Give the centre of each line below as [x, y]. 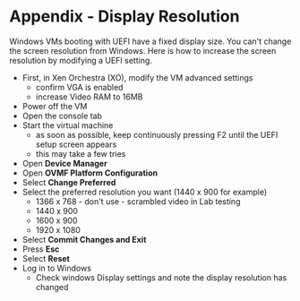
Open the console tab [62, 116]
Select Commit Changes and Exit [84, 239]
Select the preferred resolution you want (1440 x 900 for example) [144, 192]
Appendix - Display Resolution [124, 17]
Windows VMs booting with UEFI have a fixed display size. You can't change [150, 41]
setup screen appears [76, 144]
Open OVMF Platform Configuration [90, 173]
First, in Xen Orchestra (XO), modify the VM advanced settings [137, 77]
